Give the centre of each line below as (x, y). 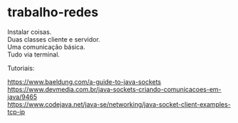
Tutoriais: (21, 68)
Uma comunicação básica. (46, 47)
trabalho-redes (53, 12)
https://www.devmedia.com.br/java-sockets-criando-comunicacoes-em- (114, 89)
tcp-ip (16, 112)
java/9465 (22, 97)
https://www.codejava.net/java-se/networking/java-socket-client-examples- (119, 104)
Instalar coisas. (29, 32)
